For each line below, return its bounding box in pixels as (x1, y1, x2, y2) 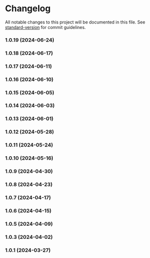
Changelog (5, 3, 51, 14)
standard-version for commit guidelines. (5, 24, 86, 30)
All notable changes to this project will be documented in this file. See (5, 19, 146, 25)
